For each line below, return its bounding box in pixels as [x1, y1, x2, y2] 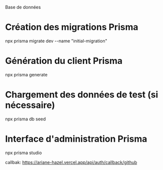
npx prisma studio [5, 150, 42, 156]
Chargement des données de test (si [5, 89, 159, 101]
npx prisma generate [5, 71, 48, 77]
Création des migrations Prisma [5, 22, 138, 33]
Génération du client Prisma [5, 56, 123, 66]
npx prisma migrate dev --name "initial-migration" [5, 38, 108, 44]
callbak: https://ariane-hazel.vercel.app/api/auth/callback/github [5, 159, 138, 165]
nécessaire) [5, 100, 56, 111]
